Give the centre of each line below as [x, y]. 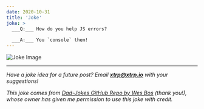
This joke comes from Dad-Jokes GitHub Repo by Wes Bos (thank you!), [97, 93]
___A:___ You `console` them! [50, 40]
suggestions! [22, 81]
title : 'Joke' [24, 18]
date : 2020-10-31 [28, 12]
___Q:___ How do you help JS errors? [59, 29]
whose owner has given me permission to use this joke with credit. [90, 99]
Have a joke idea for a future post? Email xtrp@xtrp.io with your [87, 74]
